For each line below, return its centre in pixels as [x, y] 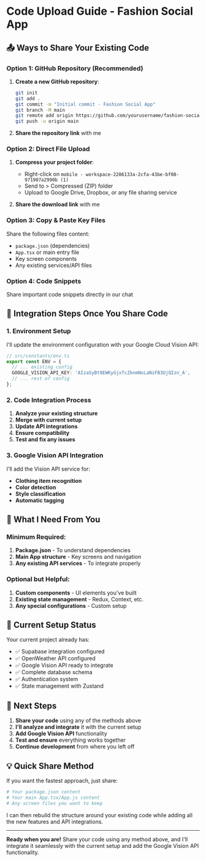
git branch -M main [40, 110]
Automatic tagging [40, 500]
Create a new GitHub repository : [57, 82]
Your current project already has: [48, 640]
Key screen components [46, 258]
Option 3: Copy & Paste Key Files [56, 220]
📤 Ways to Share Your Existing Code [78, 48]
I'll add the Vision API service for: [48, 469]
